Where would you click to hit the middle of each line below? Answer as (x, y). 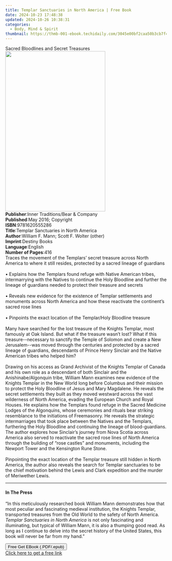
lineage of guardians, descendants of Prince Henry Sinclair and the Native (83, 350)
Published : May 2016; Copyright (39, 219)
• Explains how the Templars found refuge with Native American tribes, (80, 274)
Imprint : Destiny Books (29, 241)
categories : (18, 24)
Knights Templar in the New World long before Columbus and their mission (84, 383)
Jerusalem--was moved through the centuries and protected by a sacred (82, 345)
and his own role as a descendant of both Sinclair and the (66, 372)
